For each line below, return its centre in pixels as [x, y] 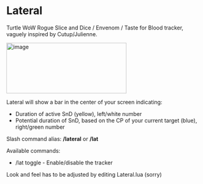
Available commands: [33, 150]
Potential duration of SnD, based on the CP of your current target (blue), [106, 120]
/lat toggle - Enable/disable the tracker [64, 163]
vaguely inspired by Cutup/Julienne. [52, 34]
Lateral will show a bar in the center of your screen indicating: [84, 102]
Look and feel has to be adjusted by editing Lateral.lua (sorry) [84, 174]
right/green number [40, 127]
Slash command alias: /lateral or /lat [52, 139]
